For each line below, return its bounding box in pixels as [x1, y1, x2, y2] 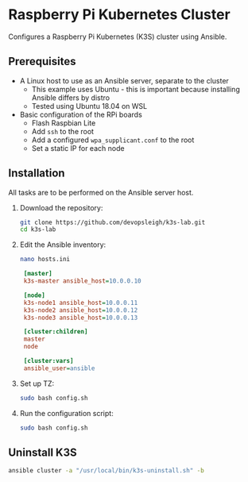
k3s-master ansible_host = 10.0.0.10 [23, 277, 141, 285]
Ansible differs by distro [31, 93, 110, 102]
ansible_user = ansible [23, 364, 95, 372]
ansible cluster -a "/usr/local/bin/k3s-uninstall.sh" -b [8, 467, 204, 475]
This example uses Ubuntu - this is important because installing [31, 84, 240, 94]
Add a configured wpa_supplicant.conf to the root [31, 135, 195, 145]
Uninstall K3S [8, 445, 77, 459]
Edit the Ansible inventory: [19, 240, 107, 249]
